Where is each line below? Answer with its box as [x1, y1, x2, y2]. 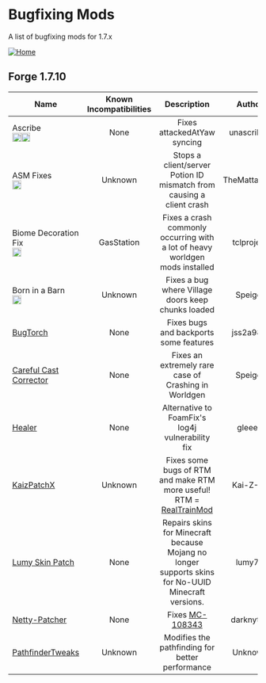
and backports [160, 326, 215, 338]
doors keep [165, 294, 208, 305]
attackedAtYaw [159, 127, 215, 138]
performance [162, 662, 212, 673]
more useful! [163, 484, 211, 495]
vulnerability [164, 432, 211, 443]
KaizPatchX [12, 479, 55, 490]
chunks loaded [159, 303, 215, 315]
